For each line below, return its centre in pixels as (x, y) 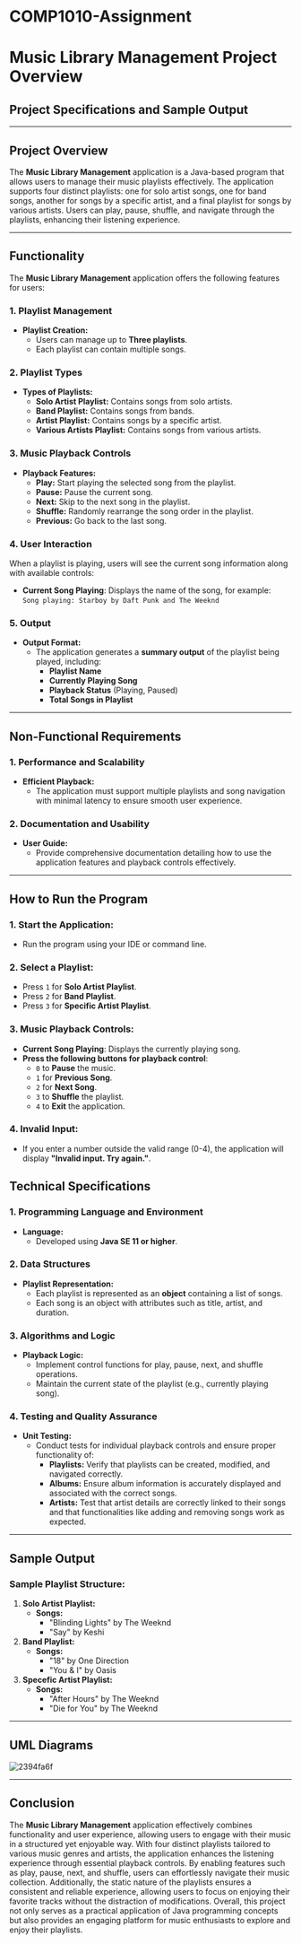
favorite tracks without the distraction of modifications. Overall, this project (147, 1901)
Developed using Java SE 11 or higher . (107, 1241)
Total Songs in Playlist (91, 700)
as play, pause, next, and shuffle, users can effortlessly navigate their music (150, 1872)
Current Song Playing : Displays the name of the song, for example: (146, 590)
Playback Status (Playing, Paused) (113, 690)
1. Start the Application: (61, 924)
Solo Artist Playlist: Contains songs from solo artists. (134, 402)
